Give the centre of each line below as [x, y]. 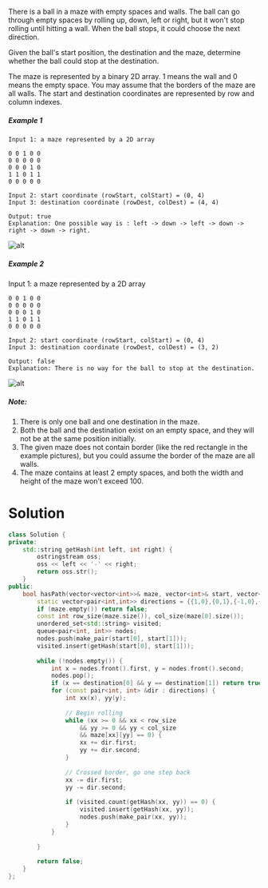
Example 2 [26, 264]
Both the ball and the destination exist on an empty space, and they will [137, 430]
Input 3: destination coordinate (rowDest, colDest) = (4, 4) [114, 202]
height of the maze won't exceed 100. [81, 481]
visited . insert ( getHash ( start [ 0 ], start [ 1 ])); [116, 646]
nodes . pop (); [72, 676]
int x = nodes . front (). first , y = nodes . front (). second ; [148, 668]
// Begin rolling [94, 713]
